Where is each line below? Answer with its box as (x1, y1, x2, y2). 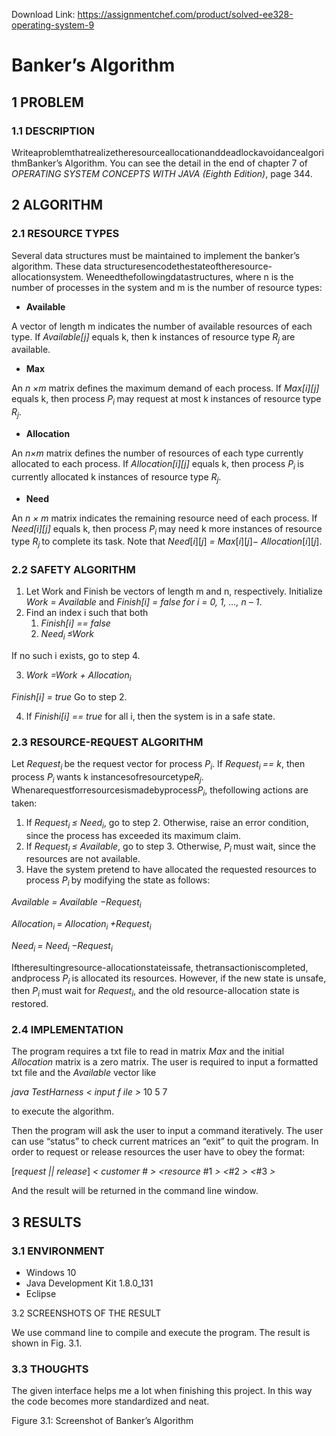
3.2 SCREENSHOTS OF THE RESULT (11, 1307, 162, 1319)
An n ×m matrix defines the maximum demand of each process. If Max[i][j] (11, 382, 320, 394)
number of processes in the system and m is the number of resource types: (11, 281, 323, 293)
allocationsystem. (11, 270, 84, 283)
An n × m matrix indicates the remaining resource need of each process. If (11, 512, 318, 524)
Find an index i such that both (25, 607, 149, 619)
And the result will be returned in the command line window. (11, 1185, 259, 1197)
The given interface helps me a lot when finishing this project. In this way (11, 1385, 313, 1397)
